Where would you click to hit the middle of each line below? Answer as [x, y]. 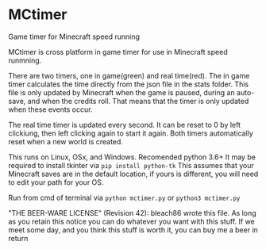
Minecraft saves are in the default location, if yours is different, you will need [133, 174]
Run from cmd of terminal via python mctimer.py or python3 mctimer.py [124, 197]
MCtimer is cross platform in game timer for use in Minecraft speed [118, 52]
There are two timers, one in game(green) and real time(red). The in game [129, 75]
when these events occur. [50, 109]
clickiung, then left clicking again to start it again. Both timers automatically [131, 133]
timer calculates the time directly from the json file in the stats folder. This [128, 84]
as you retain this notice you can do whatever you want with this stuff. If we [132, 221]
